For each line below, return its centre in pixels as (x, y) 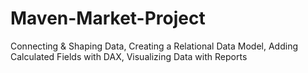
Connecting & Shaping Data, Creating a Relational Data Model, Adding (154, 46)
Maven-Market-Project (108, 18)
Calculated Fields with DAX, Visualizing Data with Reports (129, 56)
